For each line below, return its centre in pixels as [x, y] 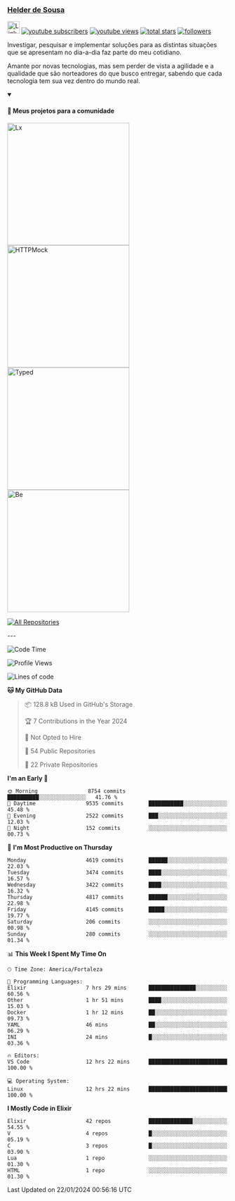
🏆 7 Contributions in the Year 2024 [76, 721]
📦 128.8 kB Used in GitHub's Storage [79, 704]
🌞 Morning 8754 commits [67, 791]
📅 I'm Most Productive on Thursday [60, 847]
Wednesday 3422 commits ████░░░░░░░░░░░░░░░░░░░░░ [117, 885]
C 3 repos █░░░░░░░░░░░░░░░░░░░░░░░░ [117, 1145]
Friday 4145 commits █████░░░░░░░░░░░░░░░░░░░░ [117, 910]
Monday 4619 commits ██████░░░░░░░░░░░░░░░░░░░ [117, 860]
